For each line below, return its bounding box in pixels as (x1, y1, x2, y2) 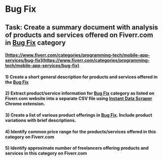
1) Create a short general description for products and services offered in (5, 74, 158, 80)
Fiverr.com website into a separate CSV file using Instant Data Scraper (5, 96, 153, 101)
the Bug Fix (5, 79, 29, 85)
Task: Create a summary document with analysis (5, 23, 159, 32)
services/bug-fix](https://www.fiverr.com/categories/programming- (5, 58, 150, 64)
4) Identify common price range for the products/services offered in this (5, 129, 156, 134)
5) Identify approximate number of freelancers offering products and (5, 145, 149, 151)
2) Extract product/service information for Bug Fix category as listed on (5, 90, 155, 97)
